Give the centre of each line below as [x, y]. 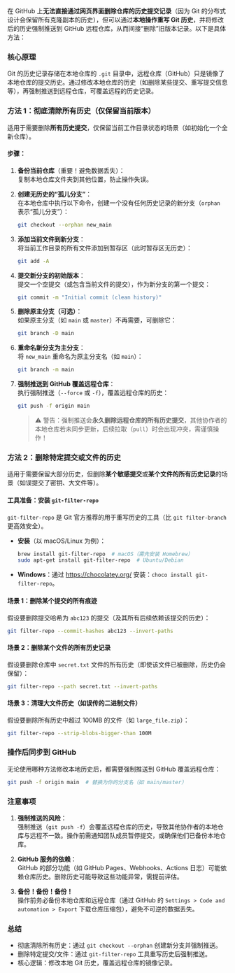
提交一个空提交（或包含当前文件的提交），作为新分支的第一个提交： [114, 284]
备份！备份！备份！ [45, 892]
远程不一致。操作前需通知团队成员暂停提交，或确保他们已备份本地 [125, 836]
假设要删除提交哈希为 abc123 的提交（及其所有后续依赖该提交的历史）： [109, 618]
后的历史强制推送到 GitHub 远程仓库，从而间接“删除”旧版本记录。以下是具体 [116, 28]
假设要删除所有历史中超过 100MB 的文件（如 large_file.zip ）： [99, 720]
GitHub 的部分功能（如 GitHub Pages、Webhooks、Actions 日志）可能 [119, 868]
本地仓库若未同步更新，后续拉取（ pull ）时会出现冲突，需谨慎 [124, 429]
